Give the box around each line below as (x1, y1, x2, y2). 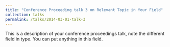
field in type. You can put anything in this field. (5, 36, 103, 42)
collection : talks (5, 12, 44, 17)
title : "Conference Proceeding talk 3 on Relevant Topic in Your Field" (5, 7, 163, 13)
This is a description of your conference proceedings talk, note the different (5, 31, 165, 37)
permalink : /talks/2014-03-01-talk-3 (5, 17, 86, 22)
